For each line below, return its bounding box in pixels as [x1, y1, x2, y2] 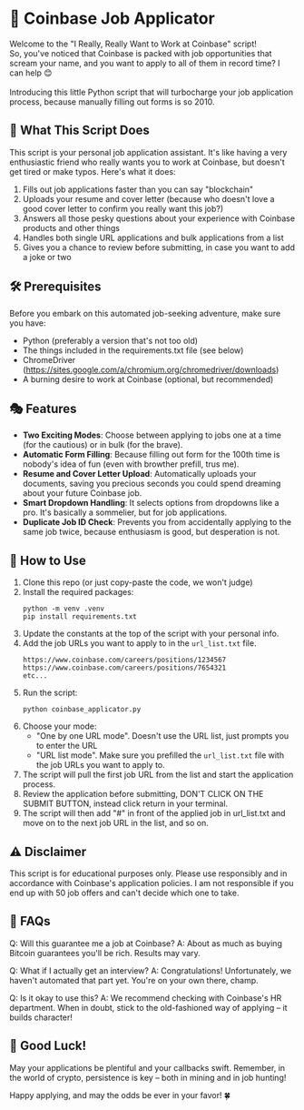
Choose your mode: [22, 721, 97, 732]
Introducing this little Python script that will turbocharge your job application [9, 86, 294, 97]
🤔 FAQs [9, 913, 52, 929]
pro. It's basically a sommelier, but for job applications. [22, 507, 228, 518]
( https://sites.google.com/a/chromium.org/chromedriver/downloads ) [22, 364, 279, 375]
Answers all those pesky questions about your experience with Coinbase [22, 213, 296, 224]
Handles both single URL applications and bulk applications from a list [22, 232, 284, 243]
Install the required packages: [22, 587, 134, 598]
